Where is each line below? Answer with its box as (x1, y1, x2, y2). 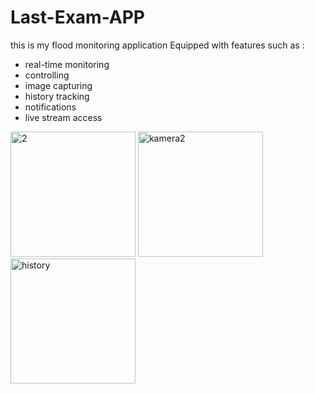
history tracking (24, 90, 90, 102)
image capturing (24, 79, 93, 91)
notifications (24, 101, 77, 113)
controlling (24, 69, 70, 81)
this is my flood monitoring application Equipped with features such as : (10, 39, 305, 51)
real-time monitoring (24, 58, 110, 70)
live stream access (24, 111, 103, 123)
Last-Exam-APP (10, 6, 146, 29)
